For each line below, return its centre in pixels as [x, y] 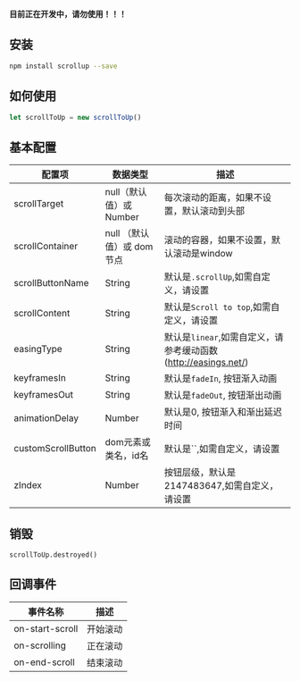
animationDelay [46, 418]
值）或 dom [129, 247]
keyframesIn [40, 378]
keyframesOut [44, 395]
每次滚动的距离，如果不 [213, 198]
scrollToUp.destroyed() [54, 555]
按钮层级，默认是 [200, 473]
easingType [38, 349]
